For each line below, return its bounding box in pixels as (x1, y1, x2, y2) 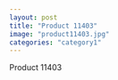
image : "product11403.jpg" (9, 29, 110, 38)
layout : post (9, 12, 58, 22)
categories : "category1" (9, 37, 102, 47)
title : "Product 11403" (9, 21, 98, 30)
